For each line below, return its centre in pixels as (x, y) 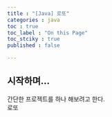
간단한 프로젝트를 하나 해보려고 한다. (56, 99)
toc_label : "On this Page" (48, 33)
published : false (34, 45)
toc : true (23, 26)
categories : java (34, 20)
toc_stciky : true (34, 39)
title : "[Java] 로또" (38, 13)
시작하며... (29, 81)
